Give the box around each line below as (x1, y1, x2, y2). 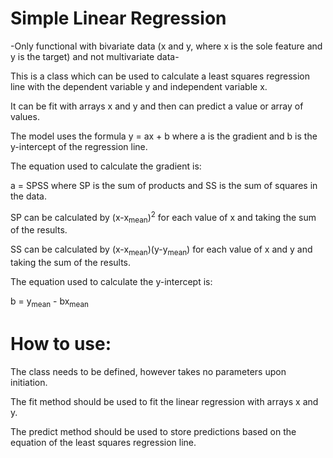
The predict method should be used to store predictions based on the (10, 425, 297, 437)
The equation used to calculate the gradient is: (10, 160, 202, 172)
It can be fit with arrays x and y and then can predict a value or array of (10, 100, 304, 112)
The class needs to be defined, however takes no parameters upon (10, 365, 287, 377)
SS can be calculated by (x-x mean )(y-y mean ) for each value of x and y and (10, 243, 313, 258)
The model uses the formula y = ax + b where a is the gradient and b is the (10, 130, 318, 142)
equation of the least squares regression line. (10, 436, 197, 448)
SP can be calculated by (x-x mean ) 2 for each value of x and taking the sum (10, 209, 317, 226)
